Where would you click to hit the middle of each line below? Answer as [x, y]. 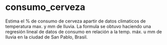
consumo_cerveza [45, 7]
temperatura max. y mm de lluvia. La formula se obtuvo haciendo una [78, 26]
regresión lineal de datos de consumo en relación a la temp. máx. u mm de [84, 31]
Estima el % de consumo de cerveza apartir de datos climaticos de [76, 21]
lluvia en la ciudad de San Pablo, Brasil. [46, 37]
